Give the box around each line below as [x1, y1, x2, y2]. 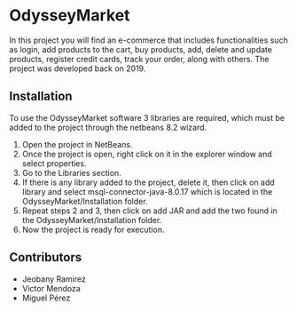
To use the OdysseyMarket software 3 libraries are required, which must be [9, 112, 285, 123]
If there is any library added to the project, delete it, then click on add [21, 177, 275, 188]
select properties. [21, 157, 87, 169]
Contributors [9, 250, 82, 265]
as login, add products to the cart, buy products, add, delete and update [9, 44, 273, 54]
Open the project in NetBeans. [21, 139, 133, 149]
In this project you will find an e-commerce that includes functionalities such [9, 35, 288, 45]
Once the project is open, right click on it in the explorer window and [21, 148, 272, 159]
